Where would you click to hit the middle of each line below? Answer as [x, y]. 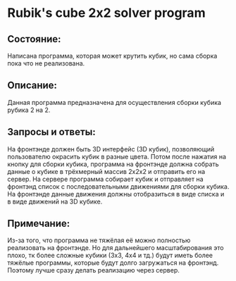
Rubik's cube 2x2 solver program [106, 13]
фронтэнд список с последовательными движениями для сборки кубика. [118, 186]
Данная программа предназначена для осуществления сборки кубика [114, 102]
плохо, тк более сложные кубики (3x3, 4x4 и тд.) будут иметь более [110, 256]
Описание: [32, 86]
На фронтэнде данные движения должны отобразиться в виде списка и [116, 194]
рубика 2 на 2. [29, 110]
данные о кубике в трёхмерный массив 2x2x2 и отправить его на [106, 171]
